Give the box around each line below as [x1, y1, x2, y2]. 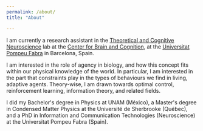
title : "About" [6, 15, 45, 21]
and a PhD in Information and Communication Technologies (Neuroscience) [6, 112, 196, 119]
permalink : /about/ [6, 8, 56, 15]
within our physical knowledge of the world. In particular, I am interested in [6, 67, 193, 75]
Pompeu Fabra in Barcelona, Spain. [6, 49, 94, 56]
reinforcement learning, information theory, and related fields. [6, 87, 161, 94]
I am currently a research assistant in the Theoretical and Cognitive [6, 36, 174, 44]
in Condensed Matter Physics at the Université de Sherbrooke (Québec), [6, 105, 188, 112]
